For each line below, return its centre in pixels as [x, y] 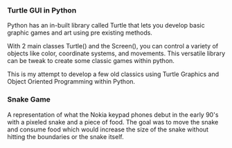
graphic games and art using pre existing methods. [80, 33]
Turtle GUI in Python [42, 10]
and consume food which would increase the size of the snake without [108, 129]
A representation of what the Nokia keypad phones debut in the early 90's [113, 114]
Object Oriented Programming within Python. [71, 82]
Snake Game [29, 100]
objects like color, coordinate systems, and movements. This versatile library [116, 53]
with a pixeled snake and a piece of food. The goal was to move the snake [113, 122]
